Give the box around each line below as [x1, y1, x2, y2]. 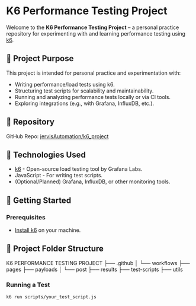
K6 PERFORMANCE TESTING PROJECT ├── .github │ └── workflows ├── [6, 259, 190, 266]
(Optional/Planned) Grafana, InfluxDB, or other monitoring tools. [14, 178, 171, 185]
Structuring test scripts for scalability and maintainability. [14, 87, 154, 94]
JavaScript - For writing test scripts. [14, 172, 102, 179]
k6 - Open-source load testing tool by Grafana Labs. [14, 165, 143, 173]
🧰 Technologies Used [6, 149, 86, 160]
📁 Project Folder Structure [6, 244, 104, 254]
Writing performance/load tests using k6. [14, 81, 115, 88]
